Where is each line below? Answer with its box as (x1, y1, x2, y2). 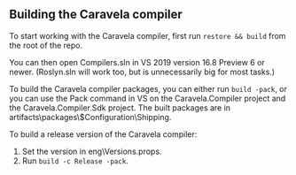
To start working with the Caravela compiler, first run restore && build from (9, 30, 286, 41)
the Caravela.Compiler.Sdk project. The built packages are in (9, 102, 231, 113)
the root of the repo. (9, 40, 82, 50)
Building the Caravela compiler (9, 7, 183, 22)
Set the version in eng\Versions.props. (21, 146, 162, 156)
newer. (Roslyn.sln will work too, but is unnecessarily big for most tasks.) (9, 66, 276, 77)
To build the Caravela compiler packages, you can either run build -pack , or (9, 83, 288, 94)
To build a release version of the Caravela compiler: (9, 128, 198, 140)
